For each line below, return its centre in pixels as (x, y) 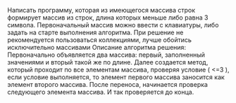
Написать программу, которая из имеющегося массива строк (101, 10)
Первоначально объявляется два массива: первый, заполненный (106, 55)
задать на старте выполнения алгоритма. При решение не (95, 32)
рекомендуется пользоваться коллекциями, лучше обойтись (100, 40)
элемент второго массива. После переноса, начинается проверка (107, 84)
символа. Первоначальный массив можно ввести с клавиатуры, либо (113, 25)
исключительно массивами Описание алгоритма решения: (97, 47)
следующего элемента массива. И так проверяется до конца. (101, 92)
